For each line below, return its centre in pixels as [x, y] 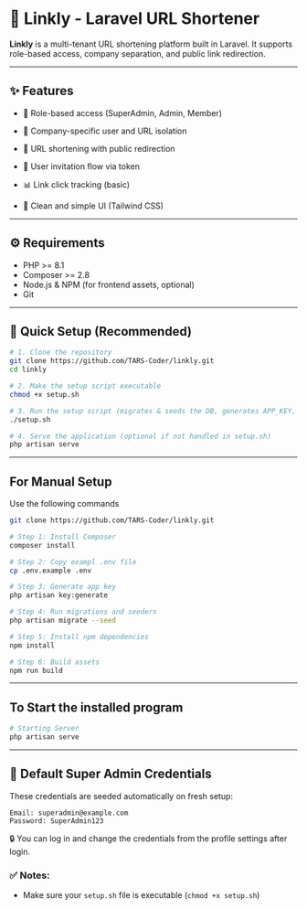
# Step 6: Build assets [55, 662]
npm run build [37, 670]
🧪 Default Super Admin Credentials [111, 774]
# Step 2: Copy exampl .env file [73, 561]
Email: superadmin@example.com [69, 813]
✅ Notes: [30, 875]
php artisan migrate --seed [63, 621]
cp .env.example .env [51, 571]
